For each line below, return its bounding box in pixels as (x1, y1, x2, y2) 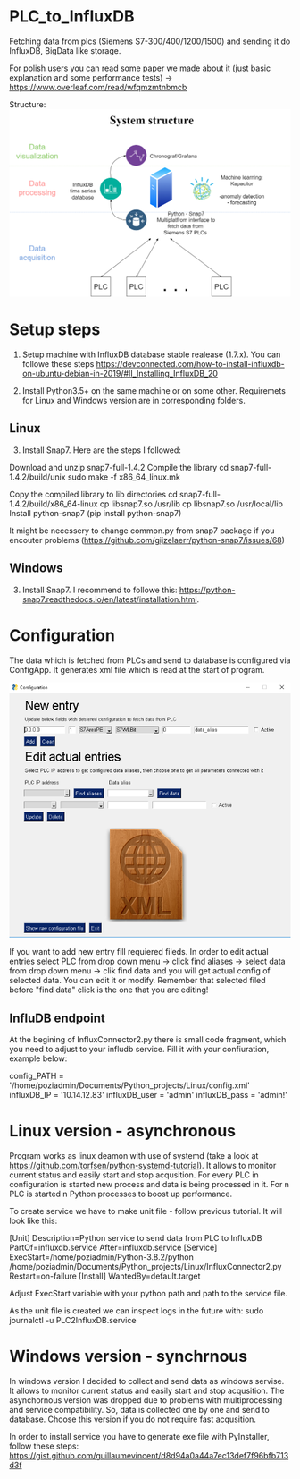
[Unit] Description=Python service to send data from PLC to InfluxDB (9, 1233, 262, 1244)
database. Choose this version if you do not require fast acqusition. (9, 1414, 257, 1424)
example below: (9, 1053, 68, 1064)
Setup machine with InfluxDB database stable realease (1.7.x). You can (21, 349, 281, 360)
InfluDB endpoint (9, 1010, 105, 1025)
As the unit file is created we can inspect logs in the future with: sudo (9, 1305, 264, 1316)
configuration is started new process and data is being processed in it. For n (9, 1179, 290, 1190)
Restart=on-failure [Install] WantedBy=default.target (9, 1271, 201, 1281)
